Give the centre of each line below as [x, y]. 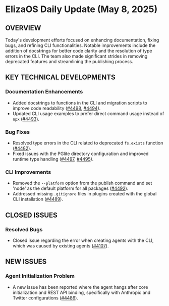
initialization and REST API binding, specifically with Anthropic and [81, 292]
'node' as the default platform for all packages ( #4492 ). [70, 188]
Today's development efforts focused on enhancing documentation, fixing [82, 40]
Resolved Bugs [24, 229]
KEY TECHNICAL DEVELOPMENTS [60, 78]
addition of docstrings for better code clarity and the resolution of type [79, 51]
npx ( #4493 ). [26, 119]
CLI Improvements [28, 172]
